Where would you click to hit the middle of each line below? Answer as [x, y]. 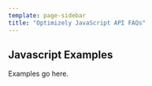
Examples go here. [39, 74]
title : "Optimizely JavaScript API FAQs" [77, 23]
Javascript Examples [61, 55]
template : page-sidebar [47, 15]
